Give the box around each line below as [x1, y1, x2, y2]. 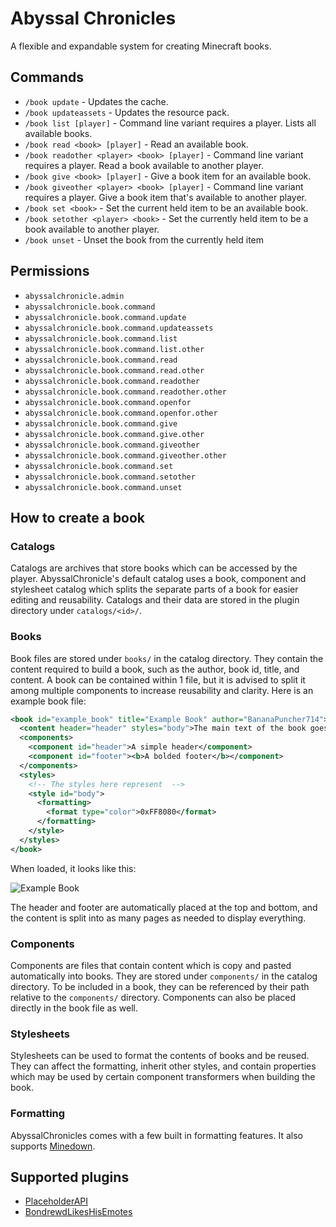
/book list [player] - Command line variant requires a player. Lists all [24, 117, 317, 129]
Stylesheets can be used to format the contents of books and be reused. [10, 1050, 310, 1062]
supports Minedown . [10, 1140, 96, 1152]
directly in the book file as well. [10, 1002, 138, 1014]
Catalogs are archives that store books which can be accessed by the [10, 562, 298, 574]
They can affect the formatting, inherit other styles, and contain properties [10, 1060, 317, 1072]
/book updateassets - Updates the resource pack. [24, 106, 230, 118]
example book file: [10, 695, 87, 707]
